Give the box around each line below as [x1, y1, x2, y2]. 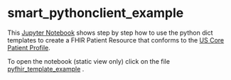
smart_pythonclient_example [7, 5, 184, 21]
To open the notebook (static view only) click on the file [7, 57, 171, 65]
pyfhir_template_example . [7, 64, 85, 73]
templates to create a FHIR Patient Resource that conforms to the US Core [7, 35, 225, 44]
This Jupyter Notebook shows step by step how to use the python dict [7, 28, 213, 37]
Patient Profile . [7, 43, 51, 52]
